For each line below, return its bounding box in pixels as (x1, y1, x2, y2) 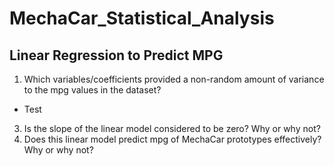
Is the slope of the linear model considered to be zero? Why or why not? (23, 123, 321, 134)
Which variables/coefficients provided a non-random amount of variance (23, 73, 325, 85)
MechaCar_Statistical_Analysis (9, 7, 275, 30)
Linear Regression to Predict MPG (9, 47, 224, 64)
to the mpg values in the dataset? (23, 84, 162, 96)
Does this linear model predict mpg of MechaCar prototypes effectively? (23, 133, 322, 145)
